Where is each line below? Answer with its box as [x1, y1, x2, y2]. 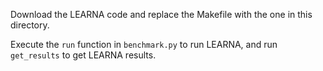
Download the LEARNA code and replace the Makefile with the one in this [10, 9, 313, 20]
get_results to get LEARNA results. [10, 49, 157, 61]
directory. [10, 19, 50, 31]
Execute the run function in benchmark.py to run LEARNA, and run [10, 39, 278, 50]
